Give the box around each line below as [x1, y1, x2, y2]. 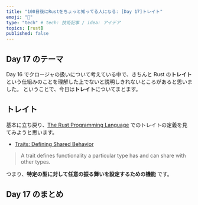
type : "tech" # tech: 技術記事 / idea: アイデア [6, 19, 121, 25]
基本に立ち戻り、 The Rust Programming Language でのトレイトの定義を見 [6, 121, 188, 128]
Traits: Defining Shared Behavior [14, 140, 94, 148]
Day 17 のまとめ [6, 190, 64, 200]
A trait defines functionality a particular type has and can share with [20, 152, 186, 159]
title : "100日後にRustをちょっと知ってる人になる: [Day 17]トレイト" [6, 8, 163, 15]
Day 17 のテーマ [6, 54, 64, 64]
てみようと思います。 [6, 128, 58, 136]
